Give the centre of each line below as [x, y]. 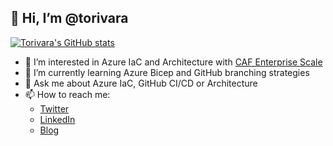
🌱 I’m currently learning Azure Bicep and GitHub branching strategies [167, 72]
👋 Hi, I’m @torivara [69, 18]
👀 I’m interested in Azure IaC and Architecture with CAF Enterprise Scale [173, 62]
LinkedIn [57, 119]
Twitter [54, 108]
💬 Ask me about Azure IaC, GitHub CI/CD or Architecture [141, 83]
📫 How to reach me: [67, 94]
